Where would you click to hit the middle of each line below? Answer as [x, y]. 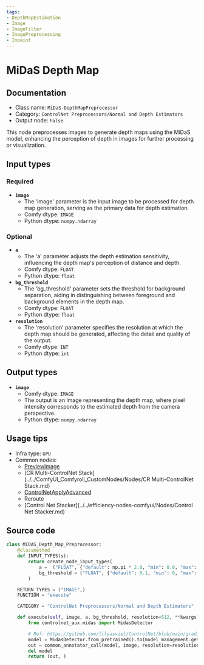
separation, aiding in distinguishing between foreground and [100, 295]
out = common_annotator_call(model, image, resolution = [100, 645]
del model [40, 651]
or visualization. [26, 145]
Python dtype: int [47, 353]
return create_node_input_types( [70, 562]
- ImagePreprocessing [34, 35]
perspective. [40, 413]
